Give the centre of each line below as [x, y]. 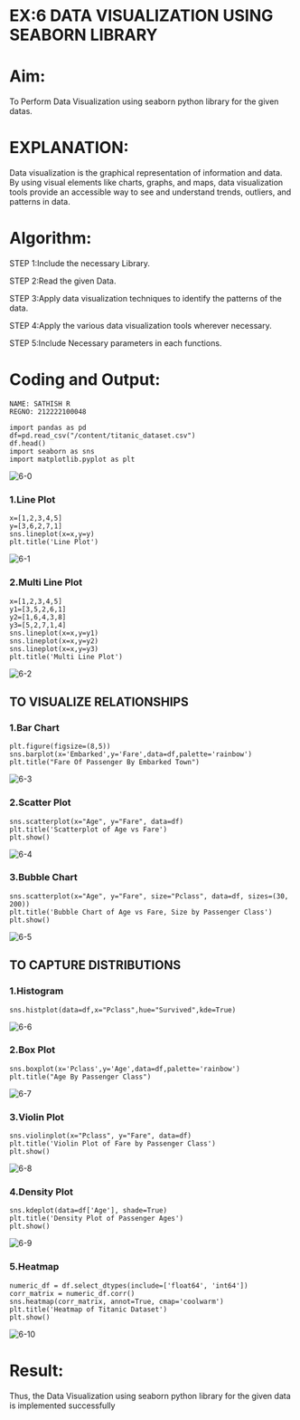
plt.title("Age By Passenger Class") [80, 1077]
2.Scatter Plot [40, 802]
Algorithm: [51, 239]
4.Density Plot [42, 1192]
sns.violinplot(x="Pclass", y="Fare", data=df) [101, 1136]
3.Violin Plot [37, 1117]
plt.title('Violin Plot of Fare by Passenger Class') [113, 1144]
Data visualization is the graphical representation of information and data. [146, 173]
